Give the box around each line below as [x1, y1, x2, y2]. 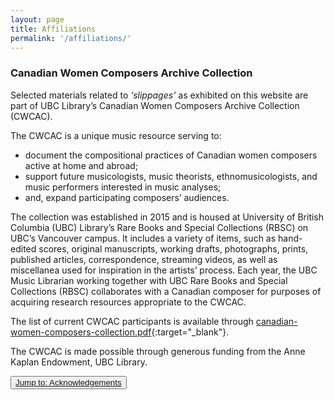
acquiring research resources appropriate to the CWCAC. [10, 296, 247, 308]
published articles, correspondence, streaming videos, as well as [10, 253, 278, 265]
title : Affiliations [10, 24, 97, 34]
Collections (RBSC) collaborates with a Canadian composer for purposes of [10, 285, 322, 297]
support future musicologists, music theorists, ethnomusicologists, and [24, 170, 318, 182]
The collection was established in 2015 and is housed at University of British [10, 211, 325, 223]
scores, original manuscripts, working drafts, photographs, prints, [38, 242, 309, 255]
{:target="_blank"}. [151, 326, 230, 338]
